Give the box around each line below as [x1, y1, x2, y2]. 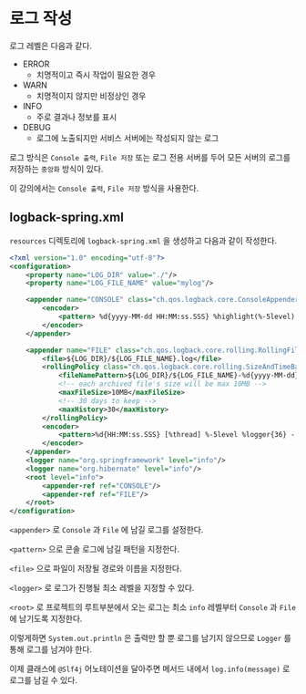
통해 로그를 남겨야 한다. [9, 644, 93, 655]
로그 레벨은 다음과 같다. [9, 40, 93, 51]
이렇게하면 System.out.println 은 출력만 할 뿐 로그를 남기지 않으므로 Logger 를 [9, 633, 291, 644]
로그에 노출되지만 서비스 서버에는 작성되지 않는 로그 [36, 132, 219, 143]
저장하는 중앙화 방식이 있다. [9, 163, 104, 174]
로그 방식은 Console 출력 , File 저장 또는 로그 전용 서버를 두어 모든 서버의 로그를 [9, 151, 291, 162]
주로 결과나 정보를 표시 [36, 111, 117, 122]
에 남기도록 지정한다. [9, 613, 83, 625]
